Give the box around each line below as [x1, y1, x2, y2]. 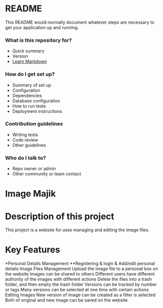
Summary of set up [12, 82, 52, 88]
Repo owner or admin [12, 166, 56, 171]
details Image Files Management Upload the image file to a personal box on [5, 266, 159, 272]
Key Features [5, 244, 61, 255]
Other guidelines [12, 142, 46, 148]
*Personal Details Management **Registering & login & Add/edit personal [5, 261, 155, 267]
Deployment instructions [12, 108, 63, 114]
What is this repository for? [5, 36, 72, 43]
